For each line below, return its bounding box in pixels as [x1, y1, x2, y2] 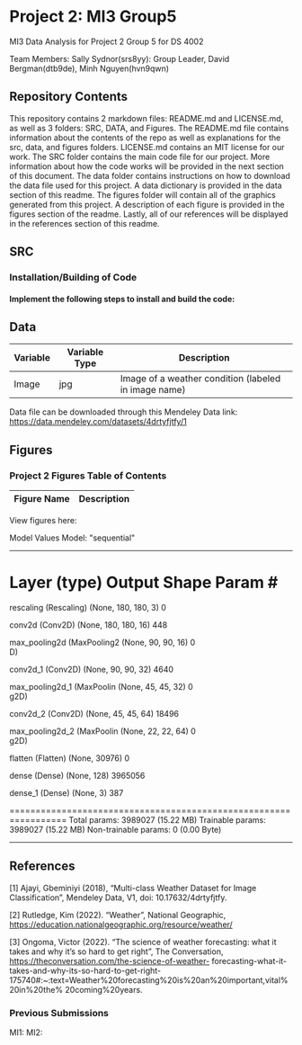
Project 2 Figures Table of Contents [9, 469, 167, 482]
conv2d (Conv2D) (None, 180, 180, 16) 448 [9, 620, 168, 630]
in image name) [120, 384, 186, 397]
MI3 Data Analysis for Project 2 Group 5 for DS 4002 [9, 36, 204, 47]
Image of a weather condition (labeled [120, 372, 281, 385]
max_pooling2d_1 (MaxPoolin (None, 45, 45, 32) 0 [9, 682, 193, 692]
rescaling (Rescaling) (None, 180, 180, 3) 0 [9, 603, 166, 613]
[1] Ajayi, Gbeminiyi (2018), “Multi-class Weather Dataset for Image [9, 882, 257, 893]
